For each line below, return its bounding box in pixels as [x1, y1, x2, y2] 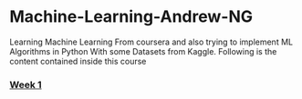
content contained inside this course [9, 55, 147, 66]
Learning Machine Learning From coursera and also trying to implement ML [9, 36, 294, 47]
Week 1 [9, 78, 43, 91]
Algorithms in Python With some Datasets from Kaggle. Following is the [9, 45, 277, 56]
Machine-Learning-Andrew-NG [9, 6, 254, 27]
